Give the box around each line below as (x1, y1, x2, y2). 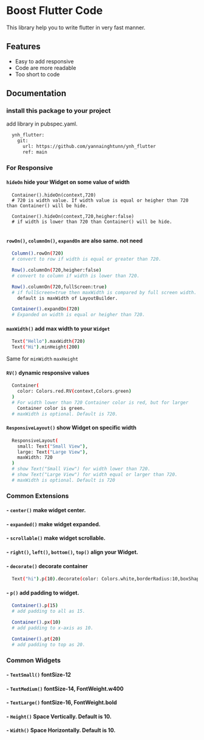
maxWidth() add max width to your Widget (6, 325, 110, 332)
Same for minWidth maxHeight (6, 355, 79, 362)
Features (6, 41, 41, 52)
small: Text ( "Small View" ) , (17, 443, 88, 449)
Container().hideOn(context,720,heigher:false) (12, 214, 135, 220)
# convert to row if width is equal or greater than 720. (12, 256, 162, 263)
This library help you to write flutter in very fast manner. (6, 24, 146, 31)
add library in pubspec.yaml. (6, 120, 78, 128)
